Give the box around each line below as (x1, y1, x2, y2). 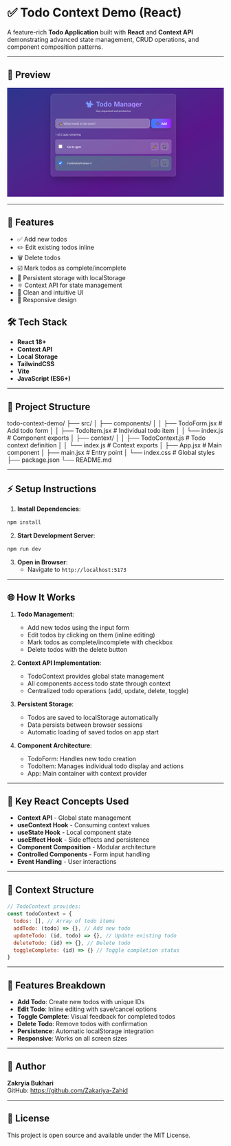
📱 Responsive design (16, 295, 77, 304)
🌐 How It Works (7, 592, 76, 604)
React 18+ (16, 338, 47, 346)
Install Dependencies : (16, 505, 81, 513)
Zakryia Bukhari (7, 1079, 54, 1087)
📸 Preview (7, 69, 51, 81)
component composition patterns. (7, 43, 103, 51)
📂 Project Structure (7, 401, 91, 412)
